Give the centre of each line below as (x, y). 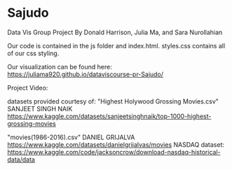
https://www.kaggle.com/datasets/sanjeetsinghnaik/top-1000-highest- (109, 116)
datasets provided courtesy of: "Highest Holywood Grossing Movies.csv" (113, 101)
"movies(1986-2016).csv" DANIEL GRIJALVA (71, 137)
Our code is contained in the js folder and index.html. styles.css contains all (116, 45)
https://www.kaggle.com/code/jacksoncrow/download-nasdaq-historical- (114, 152)
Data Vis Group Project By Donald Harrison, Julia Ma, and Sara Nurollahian (115, 32)
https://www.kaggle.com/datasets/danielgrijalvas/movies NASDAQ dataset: (116, 144)
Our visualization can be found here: (60, 66)
